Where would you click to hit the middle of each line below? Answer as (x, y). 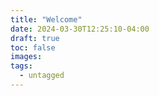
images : (26, 57)
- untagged (42, 76)
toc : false (33, 47)
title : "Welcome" (46, 19)
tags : (21, 66)
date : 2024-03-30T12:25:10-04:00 (80, 29)
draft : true (35, 38)
